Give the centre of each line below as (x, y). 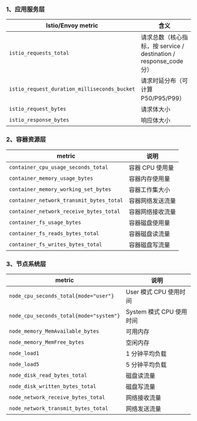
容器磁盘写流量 (150, 245)
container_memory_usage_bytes (51, 178)
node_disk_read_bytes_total (48, 375)
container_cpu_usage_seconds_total (59, 167)
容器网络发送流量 (152, 201)
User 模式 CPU (146, 292)
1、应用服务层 (26, 9)
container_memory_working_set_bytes (60, 189)
